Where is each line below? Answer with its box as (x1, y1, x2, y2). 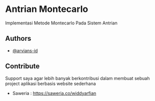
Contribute (5, 62, 40, 71)
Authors (5, 34, 31, 43)
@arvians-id (12, 47, 38, 53)
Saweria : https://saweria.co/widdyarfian (12, 90, 96, 96)
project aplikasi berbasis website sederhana (5, 81, 96, 87)
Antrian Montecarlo (5, 3, 88, 15)
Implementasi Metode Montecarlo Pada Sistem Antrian (5, 20, 117, 26)
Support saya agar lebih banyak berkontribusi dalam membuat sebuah (5, 75, 150, 81)
